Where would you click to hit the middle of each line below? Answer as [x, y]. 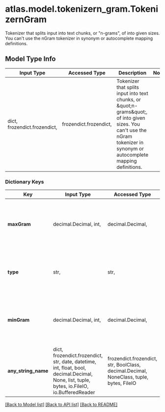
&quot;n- [127, 106]
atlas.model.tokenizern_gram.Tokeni [82, 9]
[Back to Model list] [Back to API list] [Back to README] [61, 405]
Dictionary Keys [25, 182]
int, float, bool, [69, 368]
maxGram [19, 224]
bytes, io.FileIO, [71, 386]
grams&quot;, [132, 111]
